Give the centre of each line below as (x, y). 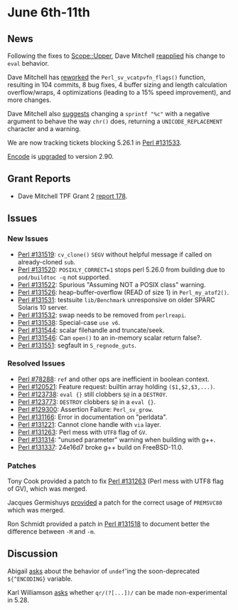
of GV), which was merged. (47, 489)
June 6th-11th (49, 12)
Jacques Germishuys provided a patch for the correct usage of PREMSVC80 (115, 502)
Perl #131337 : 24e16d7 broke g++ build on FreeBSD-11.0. (100, 447)
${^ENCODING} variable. (40, 579)
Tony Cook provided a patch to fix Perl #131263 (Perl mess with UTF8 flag (115, 481)
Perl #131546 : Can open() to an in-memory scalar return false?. (110, 337)
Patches (22, 465)
